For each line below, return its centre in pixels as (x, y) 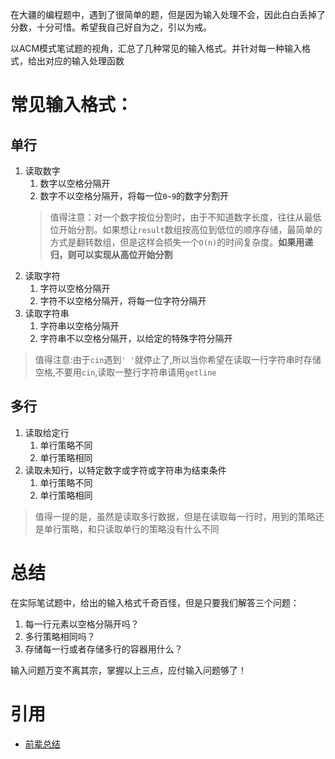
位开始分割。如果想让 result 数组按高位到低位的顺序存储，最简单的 (186, 229)
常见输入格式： (72, 105)
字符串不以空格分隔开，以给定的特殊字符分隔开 (136, 338)
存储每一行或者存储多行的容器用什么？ (103, 649)
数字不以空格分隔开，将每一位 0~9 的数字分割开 (134, 196)
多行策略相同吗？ (60, 636)
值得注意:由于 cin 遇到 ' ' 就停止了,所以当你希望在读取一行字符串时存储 (178, 359)
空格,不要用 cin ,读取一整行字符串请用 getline (125, 372)
